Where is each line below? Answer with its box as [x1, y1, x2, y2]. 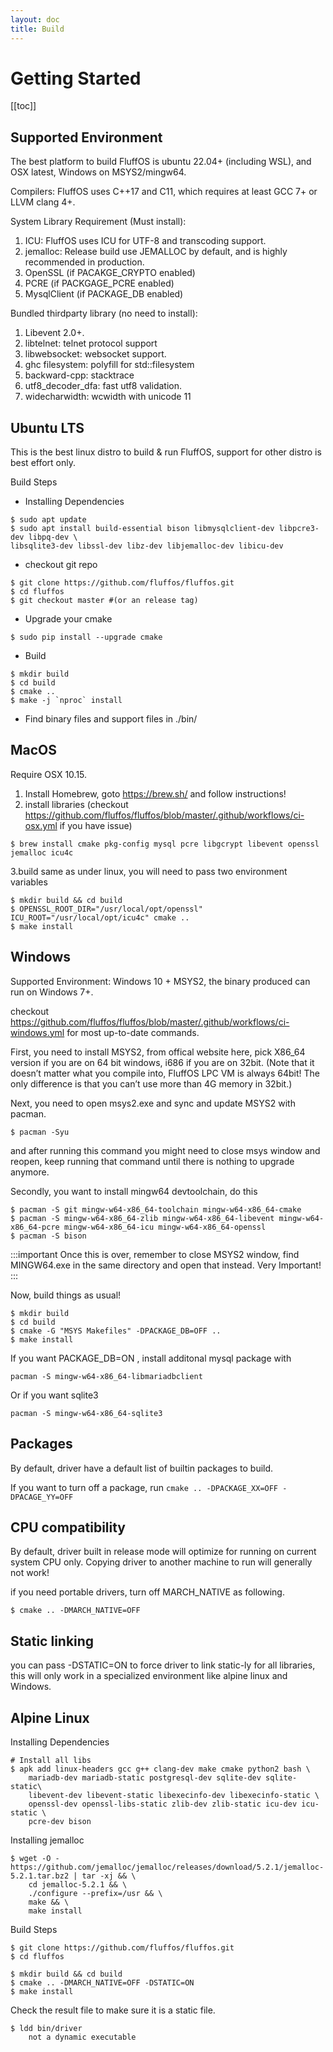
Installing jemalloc [10, 1834, 85, 1846]
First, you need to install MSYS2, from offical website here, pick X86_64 [10, 1046, 306, 1058]
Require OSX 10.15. [10, 768, 88, 780]
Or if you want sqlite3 [10, 1389, 99, 1401]
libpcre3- [278, 524, 320, 534]
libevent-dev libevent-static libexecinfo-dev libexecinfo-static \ [28, 1790, 320, 1800]
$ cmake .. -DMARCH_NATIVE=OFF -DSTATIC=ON [10, 1977, 195, 1988]
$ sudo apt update [10, 515, 87, 525]
